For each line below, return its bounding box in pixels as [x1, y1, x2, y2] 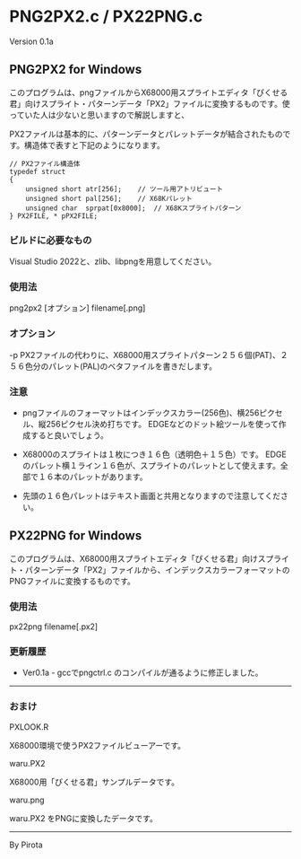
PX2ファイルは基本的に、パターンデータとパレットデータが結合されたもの [9, 128, 283, 139]
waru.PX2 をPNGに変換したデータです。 [9, 812, 159, 823]
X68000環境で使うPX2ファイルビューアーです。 [9, 740, 186, 750]
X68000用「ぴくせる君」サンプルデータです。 [9, 776, 180, 787]
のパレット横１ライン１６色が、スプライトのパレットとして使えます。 [21, 460, 280, 470]
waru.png [9, 794, 45, 805]
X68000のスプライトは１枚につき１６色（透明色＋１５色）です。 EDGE [21, 449, 287, 460]
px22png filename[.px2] [9, 621, 99, 632]
